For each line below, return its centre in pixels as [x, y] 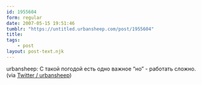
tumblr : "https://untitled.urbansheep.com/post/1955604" [80, 29]
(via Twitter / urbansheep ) [39, 75]
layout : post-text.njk [35, 52]
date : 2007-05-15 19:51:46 [41, 23]
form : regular [24, 18]
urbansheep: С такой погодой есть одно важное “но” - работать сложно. [101, 69]
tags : [13, 40]
